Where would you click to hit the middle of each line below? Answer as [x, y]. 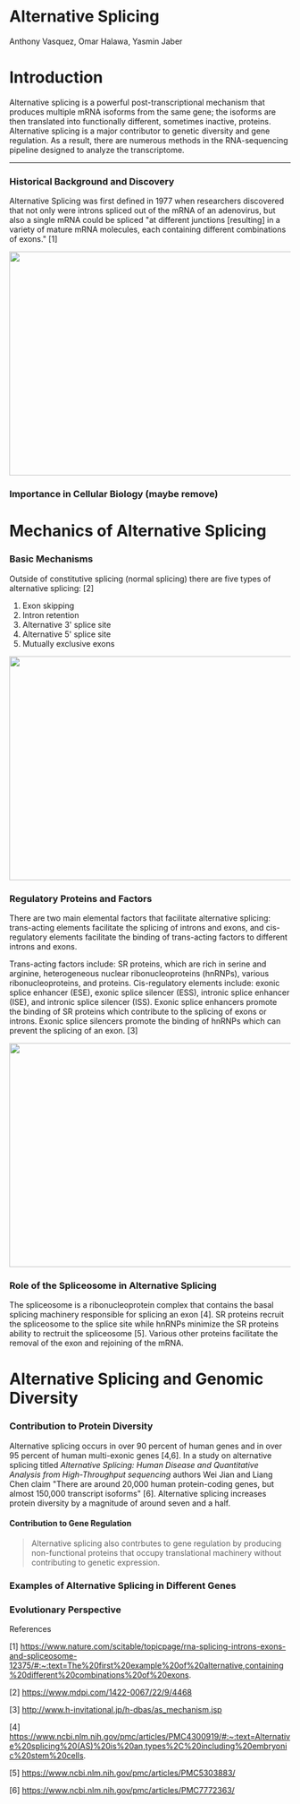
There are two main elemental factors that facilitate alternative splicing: [140, 918]
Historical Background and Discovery [92, 181]
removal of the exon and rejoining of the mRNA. [97, 1343]
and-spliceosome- [43, 1656]
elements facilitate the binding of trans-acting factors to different [168, 937]
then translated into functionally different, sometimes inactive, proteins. [140, 121]
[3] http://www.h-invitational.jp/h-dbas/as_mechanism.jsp [116, 1710]
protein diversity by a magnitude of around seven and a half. [120, 1503]
